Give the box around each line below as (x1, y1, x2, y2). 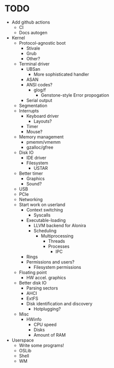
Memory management (19, 133, 64, 140)
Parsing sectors (26, 285, 58, 291)
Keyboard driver (26, 113, 59, 119)
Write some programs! (19, 342, 64, 348)
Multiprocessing (41, 233, 74, 238)
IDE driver (26, 155, 47, 160)
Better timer (19, 170, 43, 176)
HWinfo (26, 316, 42, 322)
